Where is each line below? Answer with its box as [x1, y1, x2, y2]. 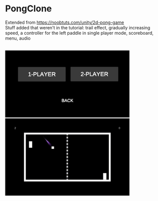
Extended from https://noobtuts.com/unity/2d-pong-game [5, 19, 124, 25]
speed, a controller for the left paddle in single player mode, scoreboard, [5, 30, 154, 36]
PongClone [5, 3, 52, 14]
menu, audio [5, 35, 31, 41]
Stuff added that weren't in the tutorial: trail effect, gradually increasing [5, 24, 151, 30]
